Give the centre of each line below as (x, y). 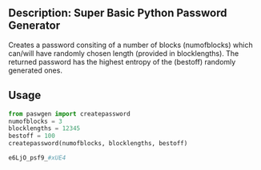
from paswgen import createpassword (69, 114)
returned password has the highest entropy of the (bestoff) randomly (122, 61)
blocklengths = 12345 (44, 128)
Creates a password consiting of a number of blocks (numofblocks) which (131, 45)
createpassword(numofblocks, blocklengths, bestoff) (98, 144)
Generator (34, 26)
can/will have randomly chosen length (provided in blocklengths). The (124, 53)
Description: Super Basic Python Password (118, 13)
